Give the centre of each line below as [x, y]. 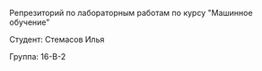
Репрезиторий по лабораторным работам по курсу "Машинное [131, 13]
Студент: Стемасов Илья [57, 39]
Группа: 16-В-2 [38, 56]
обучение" [30, 22]
